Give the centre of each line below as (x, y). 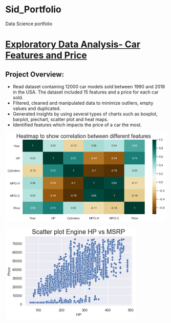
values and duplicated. (37, 108)
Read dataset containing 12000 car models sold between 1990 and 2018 (89, 86)
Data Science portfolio (29, 24)
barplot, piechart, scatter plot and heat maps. (60, 119)
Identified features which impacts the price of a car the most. (77, 125)
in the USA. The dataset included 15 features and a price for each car (85, 92)
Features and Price (46, 55)
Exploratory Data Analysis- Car (73, 44)
